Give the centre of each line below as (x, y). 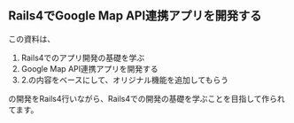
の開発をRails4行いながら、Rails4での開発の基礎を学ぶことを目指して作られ (147, 98)
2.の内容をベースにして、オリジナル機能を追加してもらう (125, 80)
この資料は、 (31, 39)
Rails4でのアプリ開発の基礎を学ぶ (83, 58)
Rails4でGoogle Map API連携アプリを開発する (135, 16)
